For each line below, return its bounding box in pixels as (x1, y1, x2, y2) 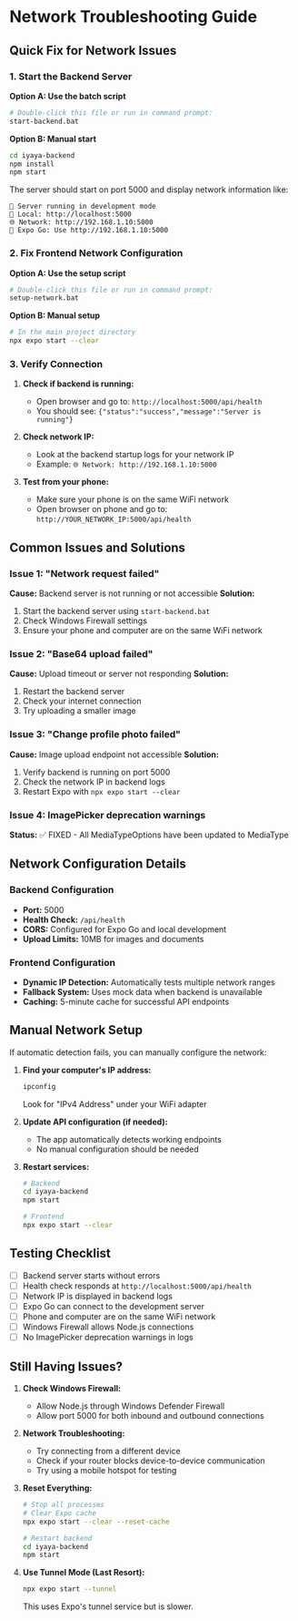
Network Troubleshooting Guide (9, 6, 257, 27)
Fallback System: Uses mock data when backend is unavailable (22, 986, 263, 997)
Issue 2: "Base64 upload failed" (9, 647, 154, 660)
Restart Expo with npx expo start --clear (22, 785, 181, 796)
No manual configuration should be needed (35, 1144, 199, 1154)
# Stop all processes (22, 1501, 104, 1510)
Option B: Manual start (9, 133, 97, 144)
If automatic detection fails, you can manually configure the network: (9, 1046, 267, 1058)
